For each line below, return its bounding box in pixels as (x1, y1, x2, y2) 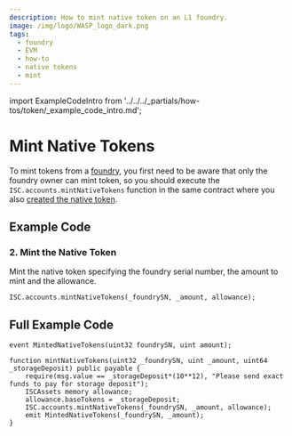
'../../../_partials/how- (123, 95, 201, 106)
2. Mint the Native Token (9, 246, 117, 258)
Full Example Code (9, 317, 114, 332)
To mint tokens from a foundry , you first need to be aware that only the (9, 166, 268, 176)
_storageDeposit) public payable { (9, 364, 141, 374)
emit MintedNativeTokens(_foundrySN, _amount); (25, 411, 204, 420)
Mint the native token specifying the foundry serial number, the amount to (9, 266, 279, 277)
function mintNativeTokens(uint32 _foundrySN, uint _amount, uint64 (9, 357, 268, 366)
